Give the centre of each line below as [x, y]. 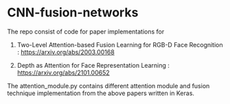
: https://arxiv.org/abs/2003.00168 [66, 52]
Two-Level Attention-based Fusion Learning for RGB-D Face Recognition [120, 44]
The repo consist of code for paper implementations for [86, 31]
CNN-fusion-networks [73, 13]
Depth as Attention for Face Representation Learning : [93, 65]
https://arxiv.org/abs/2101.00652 [63, 73]
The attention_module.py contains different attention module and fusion [108, 86]
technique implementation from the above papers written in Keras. [101, 93]
